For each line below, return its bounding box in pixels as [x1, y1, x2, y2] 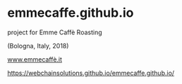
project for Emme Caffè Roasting [7, 28, 102, 36]
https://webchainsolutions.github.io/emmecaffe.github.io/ [7, 69, 175, 77]
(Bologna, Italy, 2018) [7, 41, 69, 50]
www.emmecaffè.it [7, 55, 62, 64]
